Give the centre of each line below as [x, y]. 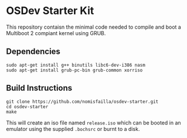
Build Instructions [39, 88]
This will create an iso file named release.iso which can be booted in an [93, 123]
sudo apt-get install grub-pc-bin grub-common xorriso [74, 70]
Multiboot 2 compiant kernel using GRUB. [56, 33]
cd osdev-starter [27, 106]
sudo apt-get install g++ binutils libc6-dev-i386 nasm [76, 65]
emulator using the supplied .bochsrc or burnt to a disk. [73, 129]
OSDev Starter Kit [50, 11]
